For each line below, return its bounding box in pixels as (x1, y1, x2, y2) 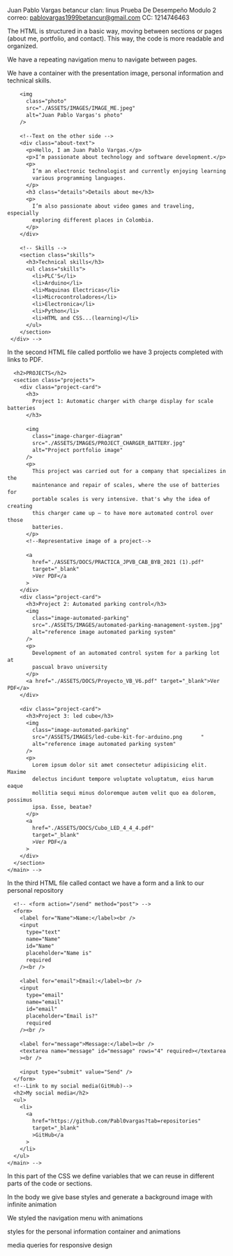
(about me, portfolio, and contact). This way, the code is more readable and (7, 34, 225, 43)
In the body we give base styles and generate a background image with (7, 1193, 213, 1201)
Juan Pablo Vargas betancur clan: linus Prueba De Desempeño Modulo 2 (7, 6, 217, 14)
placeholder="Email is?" (25, 1012, 98, 1019)
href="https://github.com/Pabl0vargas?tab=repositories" (32, 1117, 201, 1124)
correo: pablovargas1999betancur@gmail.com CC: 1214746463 (7, 13, 190, 22)
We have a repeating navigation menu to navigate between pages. (7, 55, 197, 64)
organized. (7, 42, 38, 50)
